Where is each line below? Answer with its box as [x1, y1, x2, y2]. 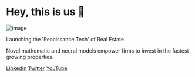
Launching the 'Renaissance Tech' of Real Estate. [6, 36, 126, 43]
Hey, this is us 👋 [6, 5, 85, 19]
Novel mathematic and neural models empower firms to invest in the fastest [6, 47, 189, 54]
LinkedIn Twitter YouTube [6, 64, 68, 72]
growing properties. [6, 53, 54, 60]
